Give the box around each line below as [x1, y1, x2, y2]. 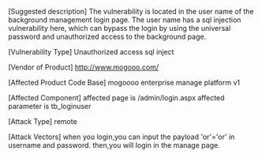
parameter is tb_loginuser [8, 102, 92, 111]
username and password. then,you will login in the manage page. [8, 141, 220, 149]
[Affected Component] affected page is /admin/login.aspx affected [8, 93, 225, 102]
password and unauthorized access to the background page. [8, 32, 207, 41]
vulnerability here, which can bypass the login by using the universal [8, 24, 231, 32]
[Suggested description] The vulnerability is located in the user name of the [8, 7, 254, 16]
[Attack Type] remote [8, 117, 77, 126]
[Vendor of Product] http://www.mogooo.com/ [8, 62, 159, 72]
